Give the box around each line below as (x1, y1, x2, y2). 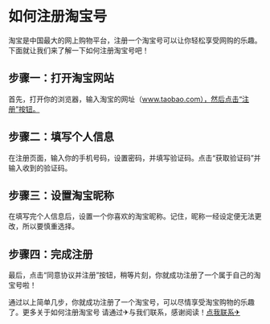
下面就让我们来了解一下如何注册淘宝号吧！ (8, 45, 149, 55)
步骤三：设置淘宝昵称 (8, 188, 114, 202)
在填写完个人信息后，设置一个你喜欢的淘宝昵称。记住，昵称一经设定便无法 (8, 211, 255, 221)
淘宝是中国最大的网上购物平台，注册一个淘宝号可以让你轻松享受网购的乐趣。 (8, 35, 262, 45)
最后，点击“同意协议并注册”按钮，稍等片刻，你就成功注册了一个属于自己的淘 (8, 270, 261, 280)
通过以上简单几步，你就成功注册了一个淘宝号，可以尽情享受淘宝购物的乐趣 (8, 297, 255, 307)
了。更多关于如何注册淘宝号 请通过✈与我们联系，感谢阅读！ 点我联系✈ (8, 307, 241, 318)
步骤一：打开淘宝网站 (8, 72, 114, 85)
